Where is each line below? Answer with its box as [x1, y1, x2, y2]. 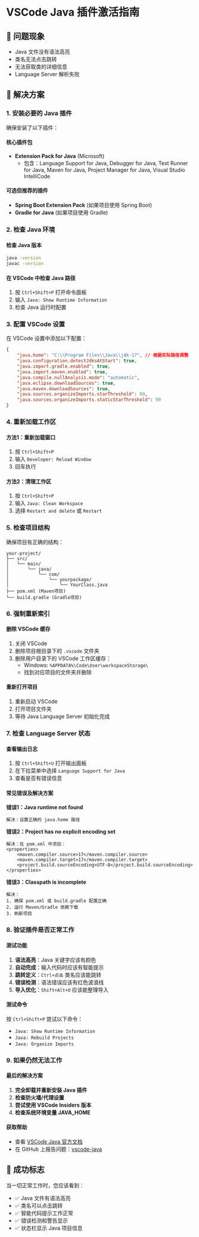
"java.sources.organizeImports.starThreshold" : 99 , [17, 391, 148, 397]
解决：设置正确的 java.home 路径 [6, 817, 80, 823]
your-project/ [6, 550, 42, 557]
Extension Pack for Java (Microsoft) [14, 152, 105, 159]
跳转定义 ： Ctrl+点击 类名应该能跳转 [14, 971, 102, 978]
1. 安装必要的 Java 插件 [6, 109, 73, 117]
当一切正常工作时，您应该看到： [6, 1181, 85, 1189]
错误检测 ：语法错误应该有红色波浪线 [14, 978, 104, 986]
